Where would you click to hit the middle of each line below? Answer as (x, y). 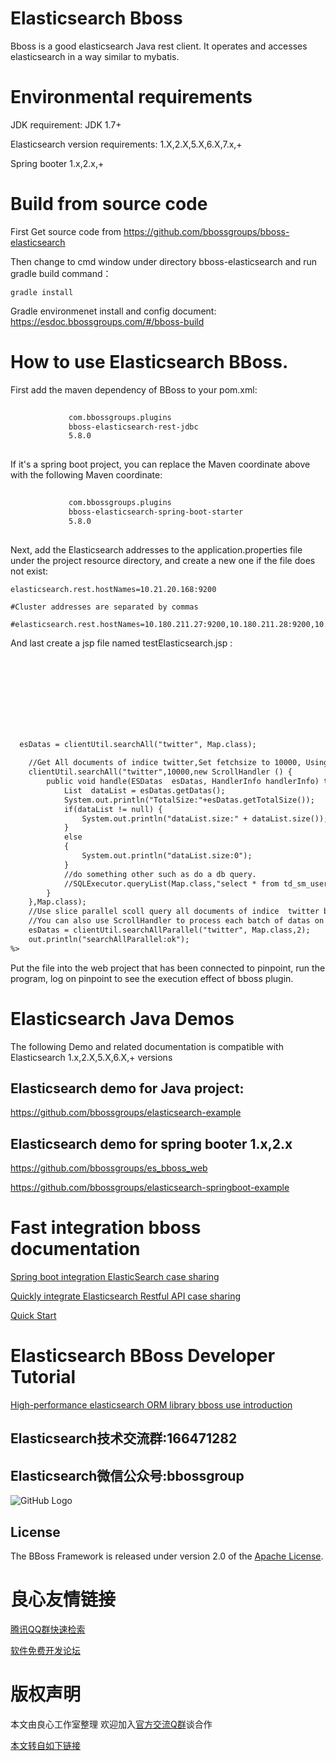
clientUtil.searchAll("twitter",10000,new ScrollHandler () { (160, 772)
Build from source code (109, 204)
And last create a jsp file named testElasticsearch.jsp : (121, 643)
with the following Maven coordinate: (86, 475)
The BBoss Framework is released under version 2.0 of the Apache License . (167, 1556)
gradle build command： (61, 273)
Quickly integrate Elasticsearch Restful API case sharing (126, 1296)
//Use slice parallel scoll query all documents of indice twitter (174, 912)
